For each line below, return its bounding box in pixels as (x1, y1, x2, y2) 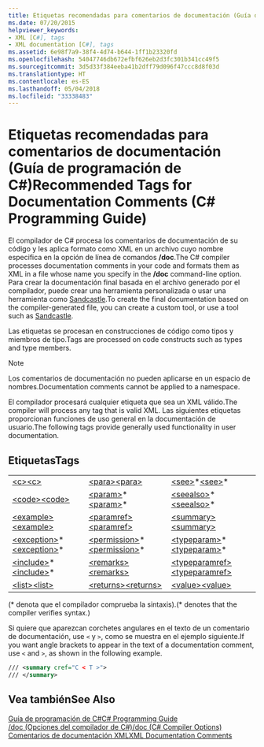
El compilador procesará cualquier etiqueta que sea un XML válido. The (8, 397, 238, 407)
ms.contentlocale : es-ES (8, 77, 90, 85)
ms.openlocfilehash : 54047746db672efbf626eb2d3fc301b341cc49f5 (8, 56, 220, 64)
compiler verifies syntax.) (8, 608, 90, 617)
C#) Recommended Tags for (8, 177, 192, 194)
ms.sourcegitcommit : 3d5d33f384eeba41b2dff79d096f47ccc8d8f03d (8, 63, 220, 71)
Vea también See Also (8, 693, 115, 706)
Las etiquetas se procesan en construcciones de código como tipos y (8, 326, 234, 336)
